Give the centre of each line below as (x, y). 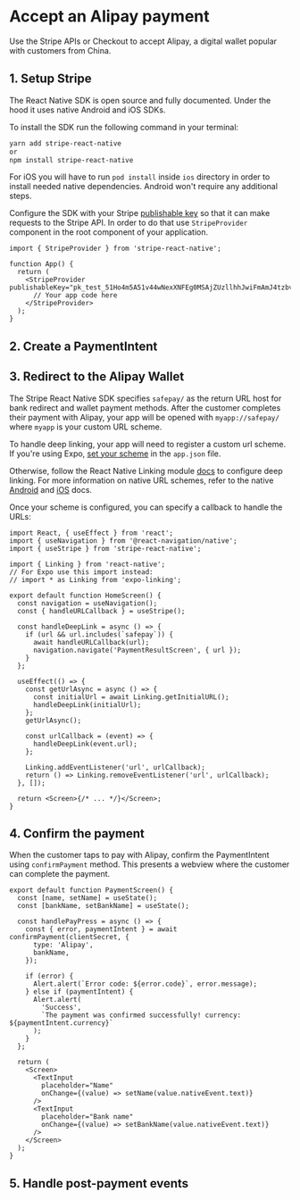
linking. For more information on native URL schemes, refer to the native (142, 480)
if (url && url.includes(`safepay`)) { (100, 634)
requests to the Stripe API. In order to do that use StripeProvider (129, 223)
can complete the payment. (60, 874)
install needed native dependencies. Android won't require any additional (144, 187)
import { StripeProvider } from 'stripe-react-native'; (115, 249)
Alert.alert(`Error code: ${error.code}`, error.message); (145, 984)
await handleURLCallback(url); (91, 642)
